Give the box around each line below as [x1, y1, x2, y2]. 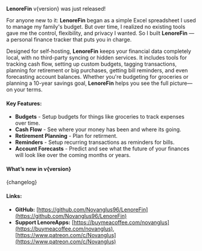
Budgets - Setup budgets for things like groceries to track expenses [14, 113, 185, 120]
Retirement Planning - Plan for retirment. [14, 132, 118, 140]
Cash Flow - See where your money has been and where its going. [14, 126, 181, 133]
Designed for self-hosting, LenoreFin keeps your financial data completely [6, 48, 192, 55]
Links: [6, 193, 22, 199]
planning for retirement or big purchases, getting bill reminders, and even [6, 67, 188, 74]
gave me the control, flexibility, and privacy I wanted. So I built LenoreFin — [6, 29, 195, 37]
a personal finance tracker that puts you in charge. [6, 36, 132, 43]
